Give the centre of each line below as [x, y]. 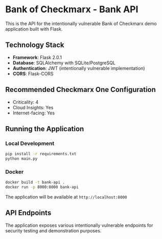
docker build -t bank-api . [35, 182]
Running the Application [45, 129]
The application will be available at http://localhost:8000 [66, 197]
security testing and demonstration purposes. [53, 230]
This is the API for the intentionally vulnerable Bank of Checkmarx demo [81, 23]
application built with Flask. [34, 29]
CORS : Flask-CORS [33, 74]
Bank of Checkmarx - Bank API [72, 9]
